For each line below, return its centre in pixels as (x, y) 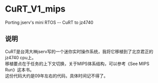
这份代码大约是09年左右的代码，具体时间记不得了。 (56, 76)
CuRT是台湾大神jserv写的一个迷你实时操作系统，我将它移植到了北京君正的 (79, 51)
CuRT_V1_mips (35, 9)
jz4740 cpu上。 (21, 57)
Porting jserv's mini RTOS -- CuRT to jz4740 (49, 22)
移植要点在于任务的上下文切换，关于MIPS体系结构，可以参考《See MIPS (77, 64)
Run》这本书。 (20, 69)
